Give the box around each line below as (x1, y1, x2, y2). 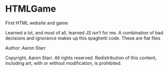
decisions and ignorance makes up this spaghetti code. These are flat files (5, 35, 161, 41)
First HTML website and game (5, 20, 68, 26)
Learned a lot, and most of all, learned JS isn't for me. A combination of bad (5, 29, 163, 35)
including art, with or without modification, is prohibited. (5, 60, 122, 66)
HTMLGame (5, 3, 57, 15)
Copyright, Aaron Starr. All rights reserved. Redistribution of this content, (5, 54, 157, 61)
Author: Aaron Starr (5, 45, 46, 51)
